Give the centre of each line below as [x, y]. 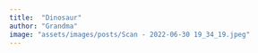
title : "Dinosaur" [46, 18]
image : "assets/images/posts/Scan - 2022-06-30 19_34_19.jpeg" [130, 34]
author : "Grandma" [43, 26]
